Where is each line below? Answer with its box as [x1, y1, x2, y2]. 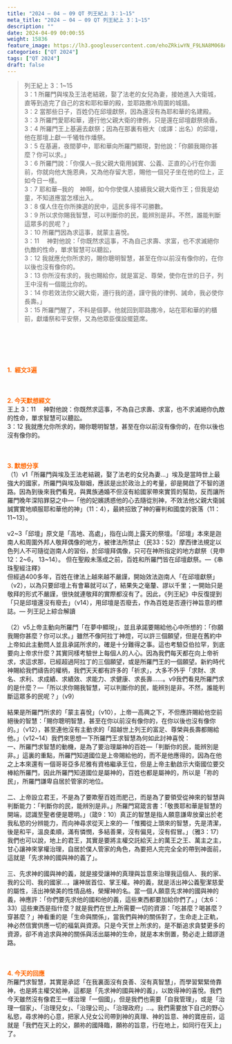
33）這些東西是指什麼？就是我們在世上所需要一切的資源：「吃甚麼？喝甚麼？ [7, 904, 224, 912]
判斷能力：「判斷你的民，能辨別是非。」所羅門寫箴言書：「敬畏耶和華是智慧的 [7, 802, 222, 810]
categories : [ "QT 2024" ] [7, 49, 79, 56]
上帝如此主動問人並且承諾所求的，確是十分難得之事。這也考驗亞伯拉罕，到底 [7, 640, 225, 648]
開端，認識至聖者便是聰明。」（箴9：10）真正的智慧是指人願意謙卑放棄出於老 [7, 810, 223, 818]
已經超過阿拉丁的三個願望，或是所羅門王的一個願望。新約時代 [49, 657, 225, 666]
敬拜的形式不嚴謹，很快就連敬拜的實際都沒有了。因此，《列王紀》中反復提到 [7, 590, 222, 598]
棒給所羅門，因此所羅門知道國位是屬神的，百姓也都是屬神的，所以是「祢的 [7, 768, 219, 777]
